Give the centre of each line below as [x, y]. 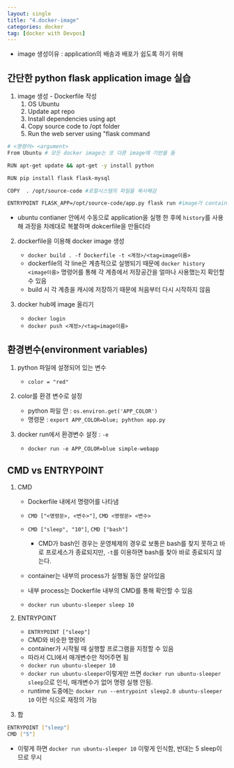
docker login [47, 319]
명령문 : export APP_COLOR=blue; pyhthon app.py [96, 420]
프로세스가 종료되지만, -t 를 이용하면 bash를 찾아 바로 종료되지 [130, 552]
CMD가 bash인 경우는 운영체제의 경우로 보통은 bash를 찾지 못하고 [128, 543]
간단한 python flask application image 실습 [99, 78]
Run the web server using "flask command [89, 134]
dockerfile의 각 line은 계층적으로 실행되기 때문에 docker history [116, 263]
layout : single [29, 14]
